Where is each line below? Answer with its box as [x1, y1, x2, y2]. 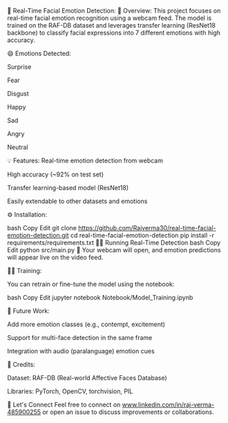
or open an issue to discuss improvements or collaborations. [42, 408, 214, 416]
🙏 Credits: [7, 360, 36, 368]
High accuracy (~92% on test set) [7, 170, 104, 178]
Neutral [7, 143, 29, 151]
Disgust [7, 90, 29, 97]
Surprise [7, 63, 32, 70]
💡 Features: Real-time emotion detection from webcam [7, 156, 164, 164]
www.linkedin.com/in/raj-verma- [122, 401, 215, 408]
